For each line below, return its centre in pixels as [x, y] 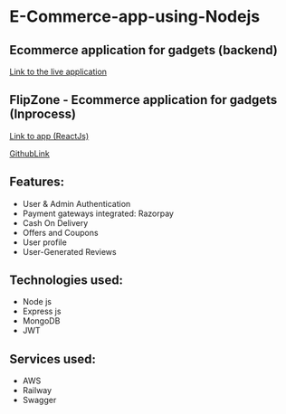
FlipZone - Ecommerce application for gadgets [143, 100]
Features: [37, 182]
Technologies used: [67, 281]
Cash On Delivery [55, 222]
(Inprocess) [43, 114]
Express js [42, 311]
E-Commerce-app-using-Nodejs [135, 17]
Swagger [39, 400]
